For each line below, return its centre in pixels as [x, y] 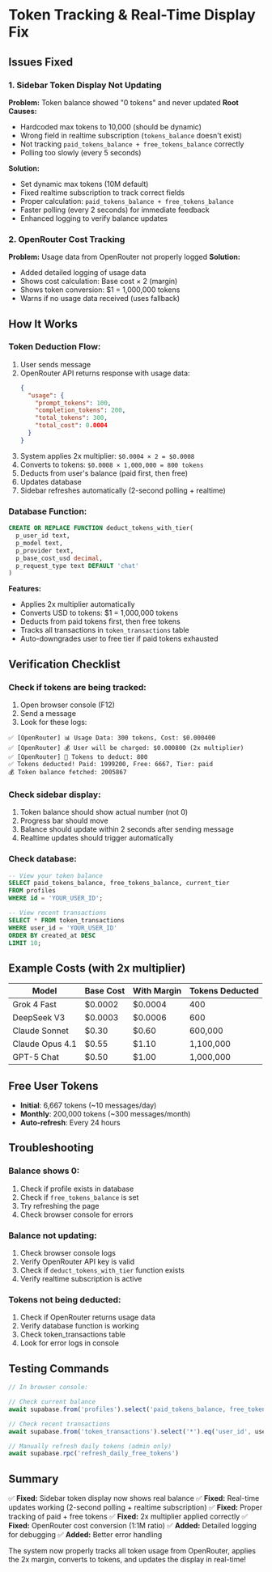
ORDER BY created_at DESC [52, 935]
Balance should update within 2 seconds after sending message [127, 829]
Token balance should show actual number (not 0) [104, 812]
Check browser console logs [68, 1253]
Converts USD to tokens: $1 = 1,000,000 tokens [99, 613]
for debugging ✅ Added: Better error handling [85, 1535]
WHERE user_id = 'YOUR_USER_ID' [63, 928]
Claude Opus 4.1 [45, 1044]
